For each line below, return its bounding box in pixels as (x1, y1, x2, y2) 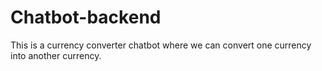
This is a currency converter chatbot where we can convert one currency (10, 39, 312, 51)
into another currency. (10, 49, 102, 61)
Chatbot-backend (10, 6, 162, 29)
